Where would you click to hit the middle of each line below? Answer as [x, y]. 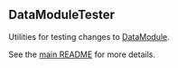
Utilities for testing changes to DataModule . [89, 36]
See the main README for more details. [82, 54]
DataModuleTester [61, 15]
